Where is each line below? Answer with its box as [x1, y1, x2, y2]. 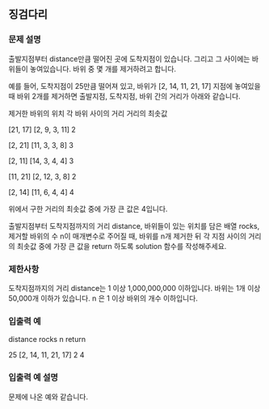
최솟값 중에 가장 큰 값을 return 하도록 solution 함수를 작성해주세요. [16, 241, 227, 251]
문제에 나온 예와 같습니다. [8, 391, 89, 402]
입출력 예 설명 [8, 372, 59, 383]
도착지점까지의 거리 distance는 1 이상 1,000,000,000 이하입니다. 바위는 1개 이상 [8, 283, 261, 293]
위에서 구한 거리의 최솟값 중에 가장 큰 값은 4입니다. [8, 204, 168, 213]
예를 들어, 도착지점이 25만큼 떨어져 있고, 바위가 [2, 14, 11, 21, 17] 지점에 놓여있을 [8, 81, 261, 91]
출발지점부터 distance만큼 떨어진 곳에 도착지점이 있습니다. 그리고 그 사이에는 [8, 53, 250, 63]
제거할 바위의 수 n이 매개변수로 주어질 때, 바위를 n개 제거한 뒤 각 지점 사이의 [8, 231, 247, 241]
